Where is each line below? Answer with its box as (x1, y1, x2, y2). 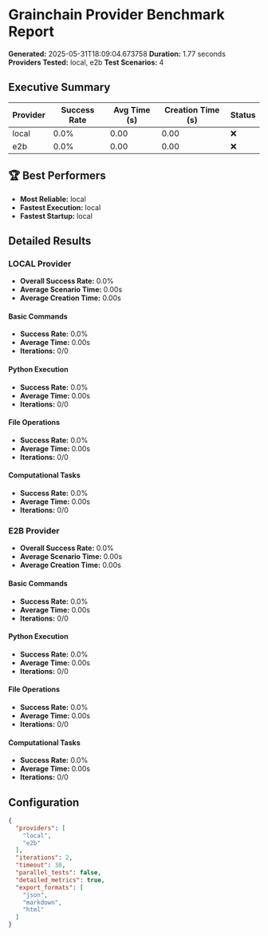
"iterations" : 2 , (15, 854, 73, 862)
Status (230, 109, 256, 121)
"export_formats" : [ (15, 883, 84, 891)
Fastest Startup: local (19, 211, 93, 220)
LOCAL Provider (8, 258, 72, 269)
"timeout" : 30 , (15, 861, 66, 870)
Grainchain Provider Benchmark (8, 6, 225, 24)
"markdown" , (22, 898, 62, 906)
